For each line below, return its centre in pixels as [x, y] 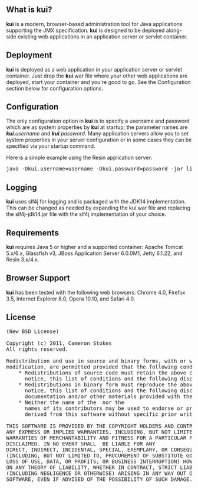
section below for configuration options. [55, 88]
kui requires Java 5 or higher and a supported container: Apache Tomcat [95, 247]
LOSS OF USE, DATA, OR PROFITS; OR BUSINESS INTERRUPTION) [93, 461]
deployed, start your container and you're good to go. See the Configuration [98, 82]
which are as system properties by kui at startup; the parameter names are [97, 127]
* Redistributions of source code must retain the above [103, 373]
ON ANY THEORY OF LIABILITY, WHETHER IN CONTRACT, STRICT [92, 467]
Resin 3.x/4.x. [23, 260]
